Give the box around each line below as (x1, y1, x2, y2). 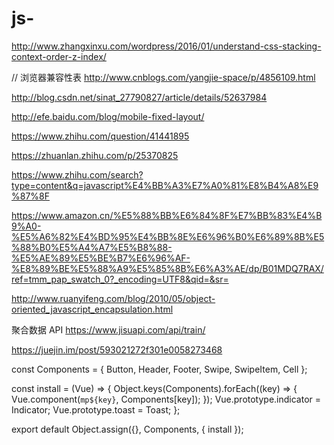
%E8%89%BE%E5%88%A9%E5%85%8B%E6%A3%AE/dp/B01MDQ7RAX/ (11, 262, 324, 274)
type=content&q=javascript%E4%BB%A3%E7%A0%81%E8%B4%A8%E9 (11, 179, 319, 191)
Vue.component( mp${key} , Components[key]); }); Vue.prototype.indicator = (11, 393, 322, 405)
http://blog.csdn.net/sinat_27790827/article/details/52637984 (11, 91, 268, 103)
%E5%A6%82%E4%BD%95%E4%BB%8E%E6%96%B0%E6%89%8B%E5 (11, 230, 325, 242)
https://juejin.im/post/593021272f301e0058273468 (11, 343, 223, 356)
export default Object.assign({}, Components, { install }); (11, 423, 244, 435)
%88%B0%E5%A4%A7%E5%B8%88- (11, 241, 173, 253)
